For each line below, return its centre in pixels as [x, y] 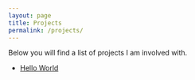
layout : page [30, 15]
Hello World [39, 68]
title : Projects [35, 23]
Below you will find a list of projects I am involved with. [98, 53]
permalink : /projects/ [46, 30]
